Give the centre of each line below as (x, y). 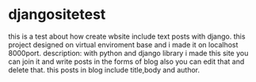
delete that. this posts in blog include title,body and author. (104, 69)
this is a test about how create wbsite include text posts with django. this (127, 36)
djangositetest (57, 15)
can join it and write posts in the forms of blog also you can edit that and (126, 61)
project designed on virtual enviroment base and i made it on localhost (123, 44)
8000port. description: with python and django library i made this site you (128, 53)
